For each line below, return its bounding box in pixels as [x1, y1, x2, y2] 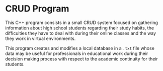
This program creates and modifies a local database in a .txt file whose [5, 45, 155, 51]
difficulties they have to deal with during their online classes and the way [5, 30, 156, 36]
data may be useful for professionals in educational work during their [5, 50, 148, 56]
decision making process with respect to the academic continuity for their [5, 55, 158, 61]
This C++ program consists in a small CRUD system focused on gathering [5, 19, 158, 25]
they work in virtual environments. [5, 35, 76, 41]
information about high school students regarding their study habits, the [5, 24, 154, 30]
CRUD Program [5, 3, 69, 14]
